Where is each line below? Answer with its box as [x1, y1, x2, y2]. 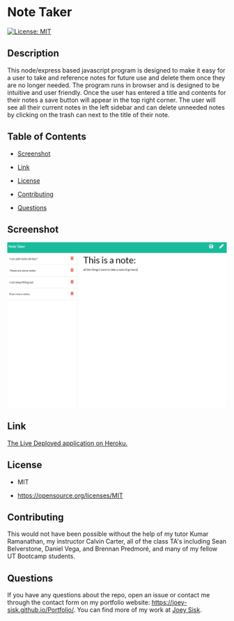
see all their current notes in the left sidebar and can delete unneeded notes [7, 103, 225, 112]
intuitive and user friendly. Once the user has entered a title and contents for [7, 88, 226, 96]
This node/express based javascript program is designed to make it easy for [7, 66, 226, 74]
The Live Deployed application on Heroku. [7, 439, 127, 447]
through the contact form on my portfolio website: [7, 598, 150, 607]
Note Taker [7, 4, 72, 20]
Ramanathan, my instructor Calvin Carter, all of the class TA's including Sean [7, 537, 227, 546]
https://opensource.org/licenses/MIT [17, 491, 123, 500]
